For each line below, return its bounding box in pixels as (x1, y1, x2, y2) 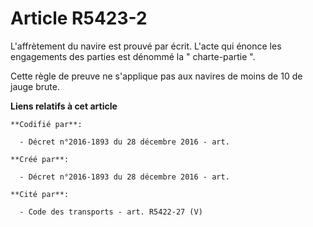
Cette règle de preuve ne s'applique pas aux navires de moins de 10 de (10, 70, 303, 82)
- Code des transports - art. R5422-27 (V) (19, 207, 203, 217)
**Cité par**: (10, 189, 70, 199)
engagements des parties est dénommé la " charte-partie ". (10, 50, 256, 62)
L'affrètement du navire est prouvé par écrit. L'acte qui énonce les (10, 40, 282, 52)
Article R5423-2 (10, 7, 148, 30)
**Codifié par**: (10, 119, 83, 129)
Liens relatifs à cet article (10, 100, 118, 112)
